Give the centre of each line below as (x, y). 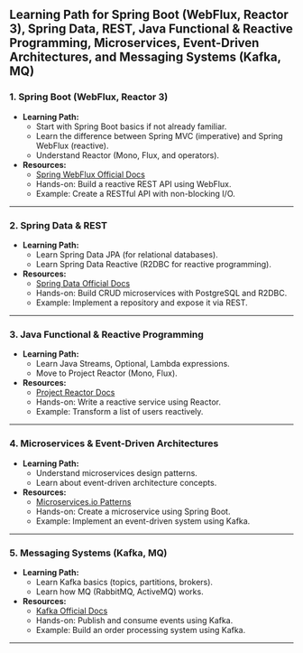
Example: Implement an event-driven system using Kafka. (143, 521)
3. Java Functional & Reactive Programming (107, 334)
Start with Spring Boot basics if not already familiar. (131, 126)
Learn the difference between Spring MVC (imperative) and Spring (159, 135)
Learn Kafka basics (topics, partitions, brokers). (124, 582)
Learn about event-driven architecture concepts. (126, 482)
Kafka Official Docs (72, 611)
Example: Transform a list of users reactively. (119, 412)
